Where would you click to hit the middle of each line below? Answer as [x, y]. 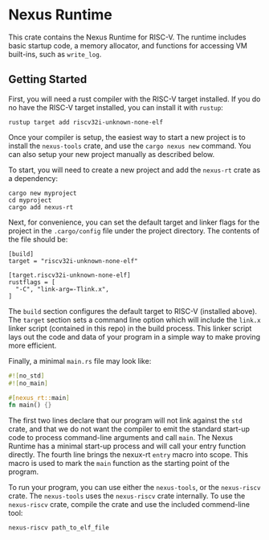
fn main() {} [30, 405]
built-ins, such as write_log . [55, 54]
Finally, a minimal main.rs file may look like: [80, 361]
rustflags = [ [32, 282]
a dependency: [33, 178]
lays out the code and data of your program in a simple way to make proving [134, 336]
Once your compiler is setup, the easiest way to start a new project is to [127, 137]
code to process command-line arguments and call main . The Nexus [121, 438]
